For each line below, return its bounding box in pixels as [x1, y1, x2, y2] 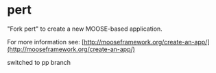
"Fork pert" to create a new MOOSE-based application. [7, 25, 163, 33]
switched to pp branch [7, 58, 71, 66]
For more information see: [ [7, 38, 84, 46]
